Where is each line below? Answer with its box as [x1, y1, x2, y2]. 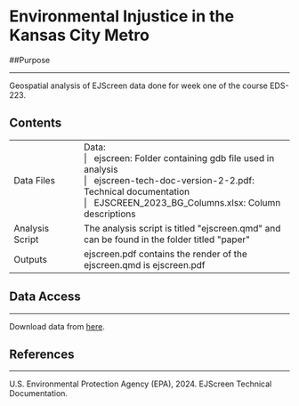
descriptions [84, 207, 136, 220]
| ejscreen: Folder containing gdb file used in [84, 151, 275, 164]
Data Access [9, 289, 82, 304]
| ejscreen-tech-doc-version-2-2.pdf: [84, 174, 255, 186]
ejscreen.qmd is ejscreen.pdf [84, 258, 206, 271]
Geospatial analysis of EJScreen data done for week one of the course [9, 80, 269, 91]
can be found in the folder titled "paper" [84, 233, 251, 246]
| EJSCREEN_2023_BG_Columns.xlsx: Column [84, 196, 281, 208]
